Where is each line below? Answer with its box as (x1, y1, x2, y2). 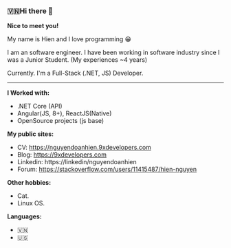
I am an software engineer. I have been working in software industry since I (7, 48, 220, 57)
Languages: (7, 212, 43, 221)
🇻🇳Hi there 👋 (7, 6, 54, 16)
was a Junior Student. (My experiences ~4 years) (7, 56, 148, 64)
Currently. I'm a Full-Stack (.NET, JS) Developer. (7, 69, 144, 78)
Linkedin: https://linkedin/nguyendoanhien (16, 158, 137, 166)
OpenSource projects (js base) (16, 117, 104, 125)
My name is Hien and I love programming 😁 (7, 35, 132, 43)
